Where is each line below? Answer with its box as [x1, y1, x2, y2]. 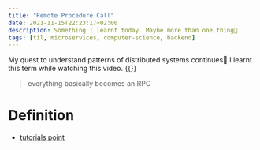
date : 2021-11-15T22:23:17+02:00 [8, 19, 118, 27]
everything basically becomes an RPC [27, 79, 151, 88]
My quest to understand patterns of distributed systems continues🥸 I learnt [8, 55, 252, 65]
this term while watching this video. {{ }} [8, 64, 137, 73]
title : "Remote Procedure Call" [8, 11, 114, 20]
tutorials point [19, 133, 65, 142]
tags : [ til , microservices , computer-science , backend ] [8, 33, 195, 42]
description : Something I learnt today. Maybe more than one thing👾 [8, 26, 238, 34]
